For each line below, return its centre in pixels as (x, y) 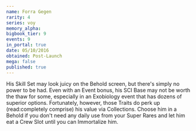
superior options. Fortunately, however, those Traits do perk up (83, 103)
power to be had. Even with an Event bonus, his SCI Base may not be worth (98, 91)
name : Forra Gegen (29, 12)
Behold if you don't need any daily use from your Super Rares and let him (96, 116)
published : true (26, 67)
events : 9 (18, 39)
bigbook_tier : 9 (26, 34)
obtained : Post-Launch (34, 56)
